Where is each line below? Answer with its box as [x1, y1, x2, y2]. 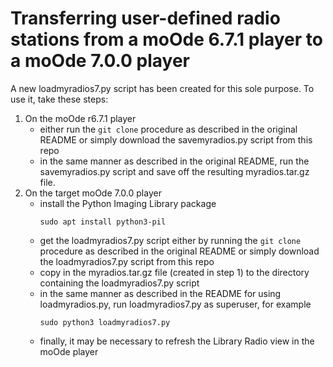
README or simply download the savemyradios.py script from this [39, 133, 313, 146]
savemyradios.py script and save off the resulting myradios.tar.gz [39, 165, 310, 177]
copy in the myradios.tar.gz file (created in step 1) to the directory [39, 266, 310, 278]
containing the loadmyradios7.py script [39, 277, 200, 289]
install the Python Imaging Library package [39, 197, 217, 209]
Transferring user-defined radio [10, 7, 281, 30]
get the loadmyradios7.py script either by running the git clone [39, 234, 302, 246]
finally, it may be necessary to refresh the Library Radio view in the [39, 335, 315, 347]
